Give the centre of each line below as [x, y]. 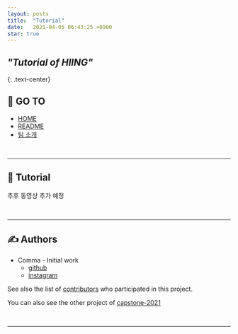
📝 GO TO [27, 102]
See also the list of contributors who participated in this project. [100, 289]
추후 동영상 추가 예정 [36, 195]
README [31, 126]
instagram [43, 275]
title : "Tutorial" [36, 21]
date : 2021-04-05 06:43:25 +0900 [60, 27]
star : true [23, 34]
